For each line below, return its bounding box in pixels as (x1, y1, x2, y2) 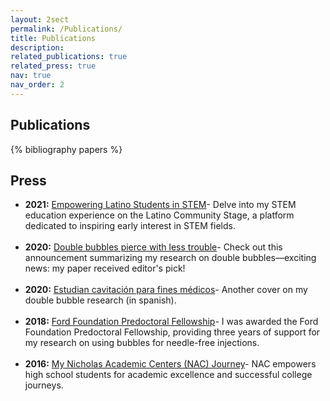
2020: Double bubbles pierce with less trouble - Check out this (24, 241, 283, 253)
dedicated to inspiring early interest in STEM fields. (24, 220, 236, 232)
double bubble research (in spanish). (24, 294, 177, 306)
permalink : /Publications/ (10, 24, 123, 34)
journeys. (24, 379, 64, 391)
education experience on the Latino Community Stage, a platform (24, 209, 295, 221)
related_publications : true (10, 52, 128, 62)
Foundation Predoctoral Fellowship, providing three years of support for (24, 326, 321, 338)
